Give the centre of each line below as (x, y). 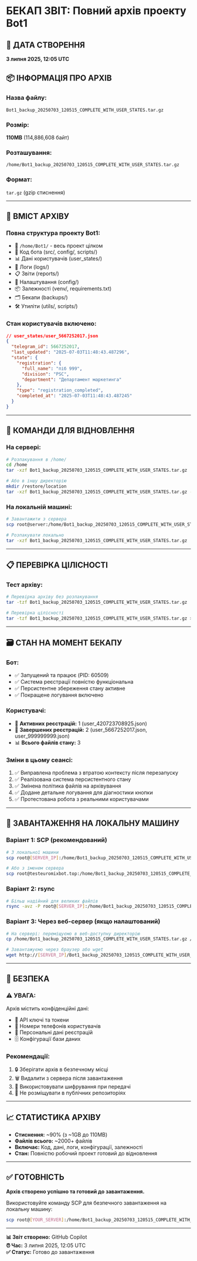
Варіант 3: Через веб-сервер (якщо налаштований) (83, 921)
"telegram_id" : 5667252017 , (46, 347)
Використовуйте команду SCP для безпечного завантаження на (86, 1203)
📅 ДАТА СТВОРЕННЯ (45, 45)
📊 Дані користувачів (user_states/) (58, 259)
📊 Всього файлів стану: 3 (47, 742)
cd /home (17, 465)
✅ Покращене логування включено (59, 695)
